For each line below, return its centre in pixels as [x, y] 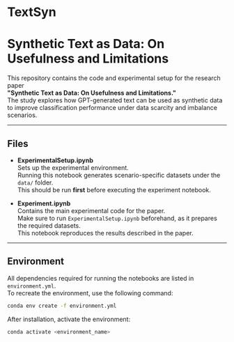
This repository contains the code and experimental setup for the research [114, 78]
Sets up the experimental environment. [73, 167]
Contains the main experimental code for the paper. [91, 210]
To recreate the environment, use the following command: [90, 293]
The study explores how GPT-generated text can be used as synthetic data [115, 100]
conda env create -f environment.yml [62, 306]
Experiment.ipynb [44, 203]
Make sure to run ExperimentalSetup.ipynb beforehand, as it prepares [117, 218]
